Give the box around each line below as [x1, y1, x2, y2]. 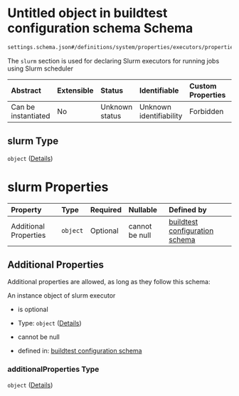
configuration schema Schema [7, 20, 193, 36]
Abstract [11, 85, 41, 95]
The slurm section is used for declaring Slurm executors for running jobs [7, 56, 220, 65]
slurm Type [7, 135, 59, 147]
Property [11, 204, 42, 214]
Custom [189, 80, 217, 90]
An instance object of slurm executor [7, 291, 116, 300]
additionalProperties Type [7, 365, 100, 375]
